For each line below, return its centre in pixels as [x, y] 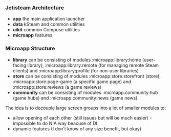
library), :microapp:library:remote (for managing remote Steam [93, 65]
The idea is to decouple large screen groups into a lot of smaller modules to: [86, 108]
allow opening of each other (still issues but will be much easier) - [82, 118]
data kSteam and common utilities [49, 24]
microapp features [33, 35]
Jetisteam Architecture [35, 8]
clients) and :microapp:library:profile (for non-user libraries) [76, 70]
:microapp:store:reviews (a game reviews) [57, 87]
